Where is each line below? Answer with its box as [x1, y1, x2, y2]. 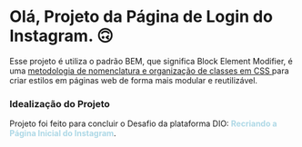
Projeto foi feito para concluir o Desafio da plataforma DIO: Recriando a [9, 118, 277, 129]
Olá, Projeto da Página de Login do [9, 6, 273, 27]
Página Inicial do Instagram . [9, 128, 116, 139]
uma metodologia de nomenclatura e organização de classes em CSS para [9, 65, 289, 76]
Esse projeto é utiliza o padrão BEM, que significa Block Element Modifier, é [9, 55, 293, 66]
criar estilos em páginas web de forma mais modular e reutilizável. [9, 74, 257, 85]
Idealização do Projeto [9, 97, 111, 110]
